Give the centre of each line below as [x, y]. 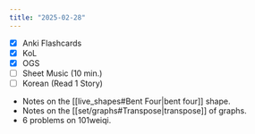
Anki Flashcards [52, 43]
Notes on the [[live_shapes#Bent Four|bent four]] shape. [126, 101]
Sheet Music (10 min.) [62, 73]
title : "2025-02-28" [48, 17]
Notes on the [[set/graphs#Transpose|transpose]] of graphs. [135, 110]
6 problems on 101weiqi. [67, 120]
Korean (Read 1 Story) [62, 83]
